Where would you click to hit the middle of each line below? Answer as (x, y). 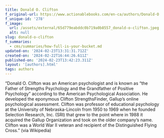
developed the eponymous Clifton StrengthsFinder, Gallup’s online (72, 99)
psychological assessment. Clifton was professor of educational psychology (82, 104)
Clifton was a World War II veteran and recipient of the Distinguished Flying (81, 125)
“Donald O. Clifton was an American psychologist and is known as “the (77, 83)
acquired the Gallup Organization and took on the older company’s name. (79, 120)
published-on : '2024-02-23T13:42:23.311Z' (49, 60)
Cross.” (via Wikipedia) (28, 130)
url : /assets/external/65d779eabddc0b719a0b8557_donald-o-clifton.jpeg (84, 28)
